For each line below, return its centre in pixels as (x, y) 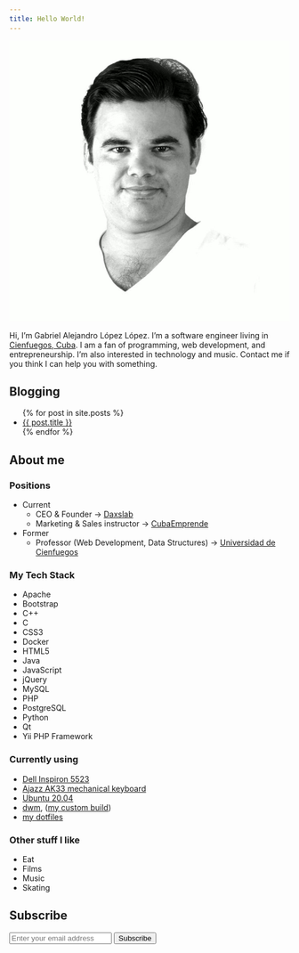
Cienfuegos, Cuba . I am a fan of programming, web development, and (137, 345)
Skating (36, 888)
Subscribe (39, 916)
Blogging (35, 392)
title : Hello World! (48, 19)
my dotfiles (43, 817)
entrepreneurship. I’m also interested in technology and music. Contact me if (149, 354)
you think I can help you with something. (83, 363)
